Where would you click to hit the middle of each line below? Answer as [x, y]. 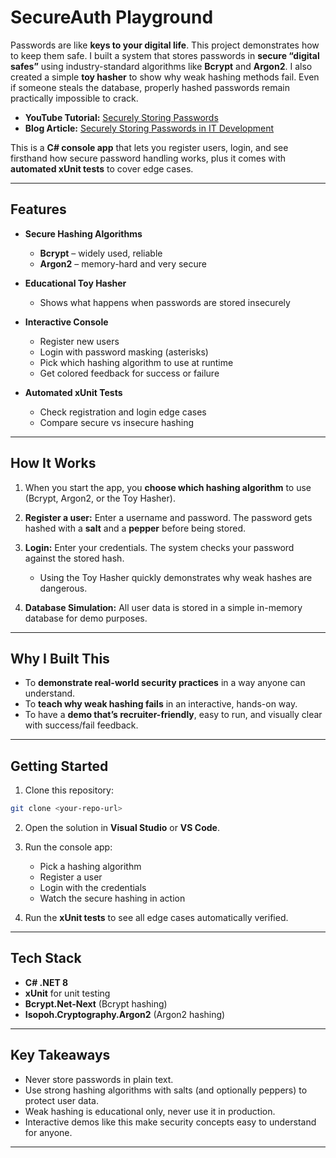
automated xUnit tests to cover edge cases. [102, 168]
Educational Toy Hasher [75, 283]
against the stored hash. [74, 558]
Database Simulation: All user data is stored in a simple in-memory [163, 607]
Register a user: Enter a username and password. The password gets [168, 517]
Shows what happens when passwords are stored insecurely [165, 302]
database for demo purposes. [86, 618]
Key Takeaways [60, 1055]
